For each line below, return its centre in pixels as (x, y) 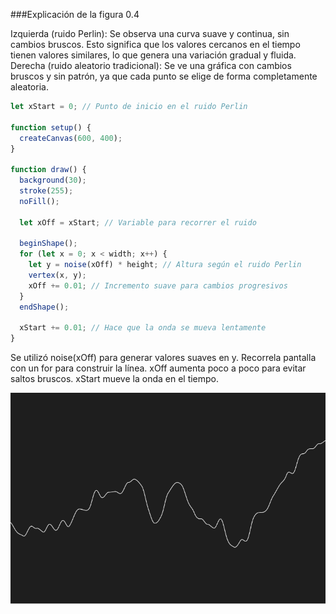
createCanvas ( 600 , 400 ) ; (71, 138)
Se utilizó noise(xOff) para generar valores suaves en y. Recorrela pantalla (163, 358)
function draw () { (48, 170)
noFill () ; (39, 201)
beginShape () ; (48, 244)
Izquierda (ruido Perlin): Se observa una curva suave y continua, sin (150, 33)
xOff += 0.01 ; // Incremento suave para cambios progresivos (158, 285)
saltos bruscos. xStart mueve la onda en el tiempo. (115, 379)
